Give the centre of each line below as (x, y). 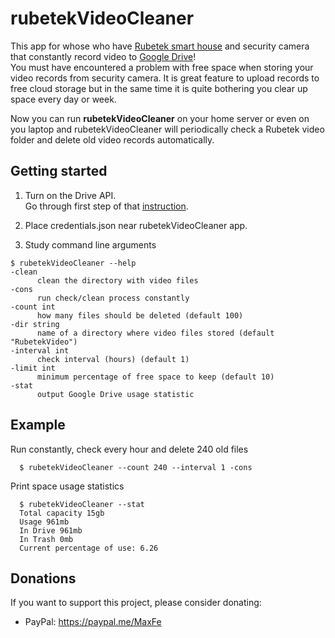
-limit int (33, 368)
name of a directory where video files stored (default (155, 333)
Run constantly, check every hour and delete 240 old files (129, 449)
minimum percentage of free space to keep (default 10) (155, 377)
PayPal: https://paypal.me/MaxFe (93, 622)
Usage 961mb (44, 522)
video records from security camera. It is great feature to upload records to (165, 78)
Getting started (59, 171)
